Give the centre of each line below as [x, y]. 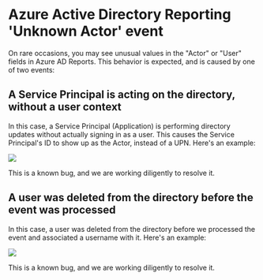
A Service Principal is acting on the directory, [122, 95]
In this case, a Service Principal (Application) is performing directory [119, 126]
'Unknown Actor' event [86, 31]
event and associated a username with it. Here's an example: [107, 237]
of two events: [32, 69]
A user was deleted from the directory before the [131, 198]
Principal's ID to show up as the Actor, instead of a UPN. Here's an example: [132, 143]
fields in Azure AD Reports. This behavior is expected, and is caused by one [131, 62]
